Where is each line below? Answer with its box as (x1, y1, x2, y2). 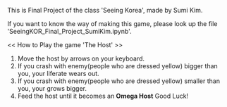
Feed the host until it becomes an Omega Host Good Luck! (17, 92, 189, 100)
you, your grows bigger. (17, 84, 87, 92)
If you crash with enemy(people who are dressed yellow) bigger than (17, 62, 219, 70)
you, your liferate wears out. (17, 70, 100, 77)
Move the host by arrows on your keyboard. (17, 54, 145, 63)
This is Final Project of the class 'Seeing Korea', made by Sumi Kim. (7, 6, 203, 14)
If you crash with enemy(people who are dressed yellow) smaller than (17, 77, 221, 85)
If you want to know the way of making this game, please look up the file (7, 20, 218, 27)
